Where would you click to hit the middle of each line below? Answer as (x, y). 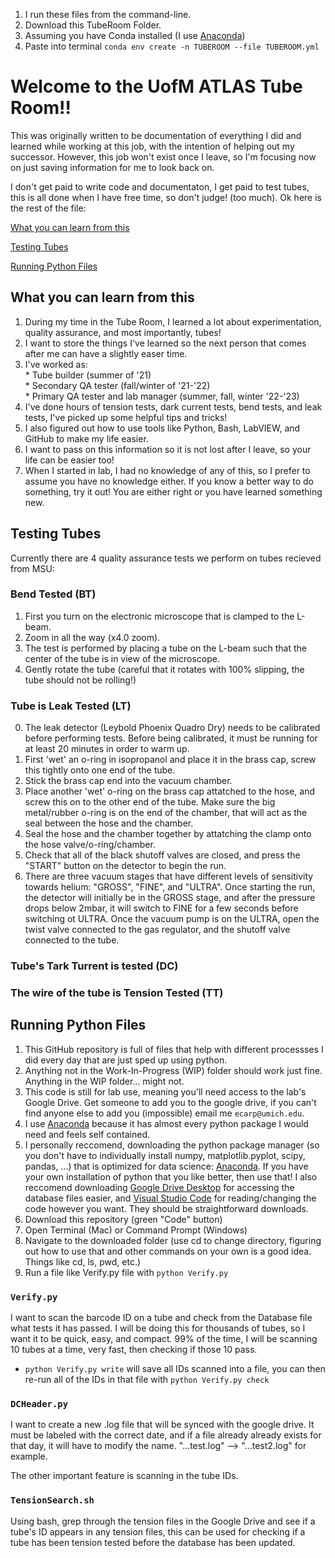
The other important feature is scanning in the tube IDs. (124, 1476)
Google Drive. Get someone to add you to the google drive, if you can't (170, 1102)
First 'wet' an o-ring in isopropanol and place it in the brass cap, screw (170, 760)
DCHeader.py (39, 1404)
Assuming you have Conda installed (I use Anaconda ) (135, 35)
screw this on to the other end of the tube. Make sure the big (150, 802)
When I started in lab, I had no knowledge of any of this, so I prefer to (167, 470)
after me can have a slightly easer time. (106, 353)
